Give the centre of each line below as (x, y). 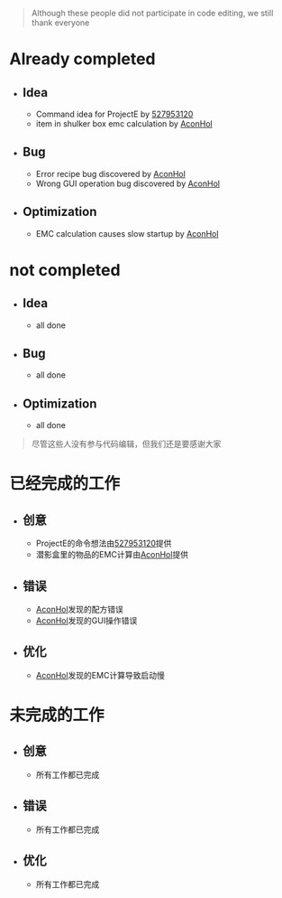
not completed (65, 270)
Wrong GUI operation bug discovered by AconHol (128, 183)
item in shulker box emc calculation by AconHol (124, 124)
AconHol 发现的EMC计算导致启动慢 (100, 675)
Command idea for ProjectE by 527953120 (114, 114)
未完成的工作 (57, 715)
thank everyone (60, 23)
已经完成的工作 (65, 484)
